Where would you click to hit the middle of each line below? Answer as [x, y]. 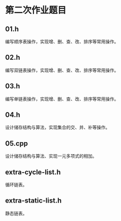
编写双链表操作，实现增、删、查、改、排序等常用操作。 [62, 70]
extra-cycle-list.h [33, 172]
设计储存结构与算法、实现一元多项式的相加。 [51, 156]
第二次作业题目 [36, 10]
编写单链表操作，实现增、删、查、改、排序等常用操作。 [62, 99]
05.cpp [17, 143]
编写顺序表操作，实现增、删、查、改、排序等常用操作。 [62, 41]
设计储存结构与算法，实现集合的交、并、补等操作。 [58, 127]
